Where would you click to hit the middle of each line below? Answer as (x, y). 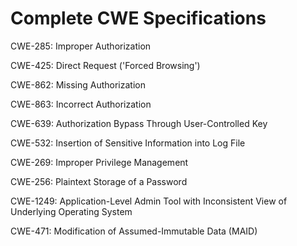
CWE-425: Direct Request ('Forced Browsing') (105, 65)
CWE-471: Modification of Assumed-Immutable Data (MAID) (134, 231)
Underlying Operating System (71, 211)
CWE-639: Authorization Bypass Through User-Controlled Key (139, 123)
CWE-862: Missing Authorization (78, 84)
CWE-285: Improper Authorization (81, 46)
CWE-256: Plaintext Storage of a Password (99, 181)
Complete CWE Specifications (138, 18)
